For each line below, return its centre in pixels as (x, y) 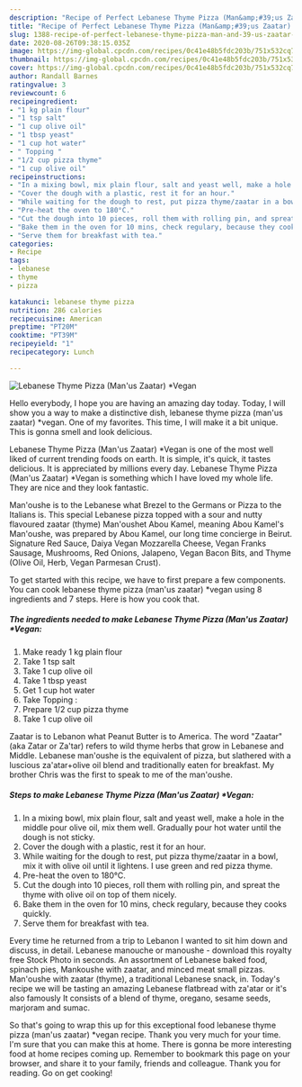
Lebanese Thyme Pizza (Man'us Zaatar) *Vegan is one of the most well (142, 449)
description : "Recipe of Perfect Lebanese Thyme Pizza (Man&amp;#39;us (146, 18)
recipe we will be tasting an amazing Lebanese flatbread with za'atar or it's (148, 988)
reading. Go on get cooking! (61, 1073)
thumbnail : (30, 59)
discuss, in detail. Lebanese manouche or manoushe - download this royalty (151, 950)
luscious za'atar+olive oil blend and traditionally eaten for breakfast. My (142, 765)
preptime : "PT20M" (44, 327)
